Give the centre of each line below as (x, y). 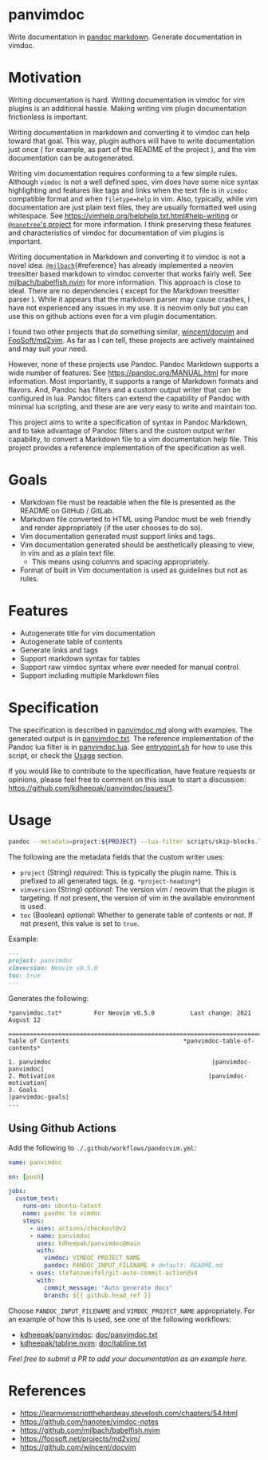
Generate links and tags (59, 650)
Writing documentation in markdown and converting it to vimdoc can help (129, 132)
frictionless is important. (48, 117)
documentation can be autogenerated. (71, 158)
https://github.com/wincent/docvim (78, 1447)
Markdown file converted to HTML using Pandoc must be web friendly (135, 519)
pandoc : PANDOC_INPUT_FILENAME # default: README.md (133, 1266)
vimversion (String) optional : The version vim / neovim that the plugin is (137, 889)
